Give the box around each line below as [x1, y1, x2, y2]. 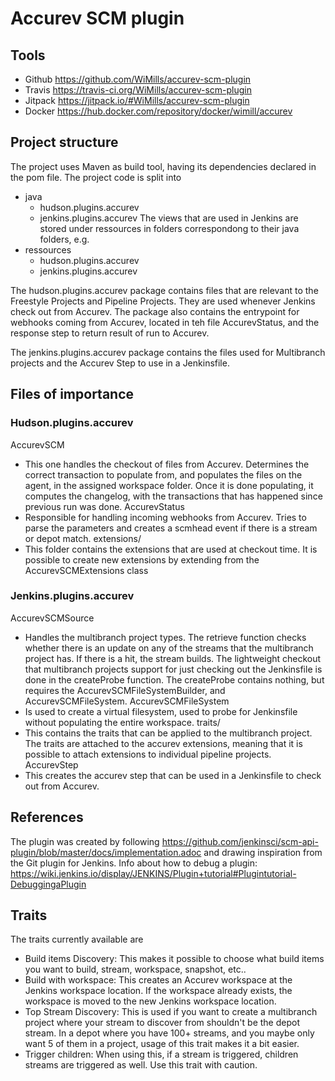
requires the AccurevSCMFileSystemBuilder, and [24, 684, 226, 696]
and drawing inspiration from [203, 846, 323, 858]
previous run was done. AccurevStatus [24, 500, 185, 512]
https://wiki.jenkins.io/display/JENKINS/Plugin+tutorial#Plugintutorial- [10, 867, 297, 879]
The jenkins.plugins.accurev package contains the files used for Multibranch [10, 346, 326, 358]
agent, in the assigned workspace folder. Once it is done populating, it [24, 479, 314, 491]
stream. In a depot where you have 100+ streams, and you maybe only [24, 1027, 315, 1039]
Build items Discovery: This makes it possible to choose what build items [24, 953, 325, 965]
